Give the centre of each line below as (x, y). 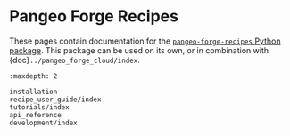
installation (33, 92)
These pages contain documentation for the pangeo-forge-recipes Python (145, 41)
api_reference (36, 115)
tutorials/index (39, 107)
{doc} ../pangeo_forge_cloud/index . (75, 60)
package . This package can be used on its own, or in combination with (139, 50)
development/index (43, 123)
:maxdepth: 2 (33, 76)
